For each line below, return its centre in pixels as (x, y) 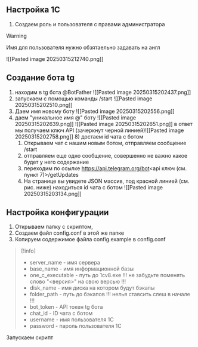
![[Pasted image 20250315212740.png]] (55, 59)
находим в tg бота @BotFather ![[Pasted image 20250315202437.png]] (103, 92)
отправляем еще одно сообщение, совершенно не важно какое (106, 155)
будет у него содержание (56, 162)
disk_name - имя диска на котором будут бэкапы (92, 288)
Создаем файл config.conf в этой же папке (69, 233)
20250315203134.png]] (52, 194)
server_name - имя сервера (65, 263)
